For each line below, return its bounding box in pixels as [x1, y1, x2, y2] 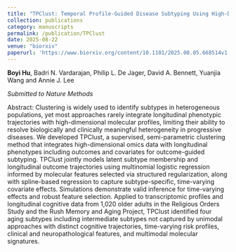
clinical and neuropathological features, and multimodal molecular [7, 229, 198, 238]
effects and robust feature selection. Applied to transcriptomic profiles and [7, 192, 223, 200]
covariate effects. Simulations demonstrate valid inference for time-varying [7, 185, 225, 193]
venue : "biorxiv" [7, 43, 58, 50]
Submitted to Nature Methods [7, 89, 93, 98]
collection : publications [7, 17, 83, 24]
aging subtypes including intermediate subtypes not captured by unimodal [7, 214, 223, 223]
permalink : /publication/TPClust [7, 29, 105, 37]
